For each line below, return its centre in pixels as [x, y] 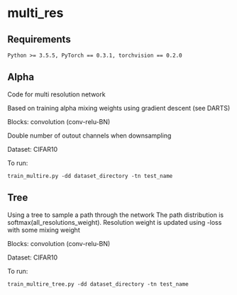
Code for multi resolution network [56, 94]
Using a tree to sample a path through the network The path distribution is [116, 215]
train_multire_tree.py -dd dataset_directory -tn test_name [98, 284]
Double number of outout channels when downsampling [89, 135]
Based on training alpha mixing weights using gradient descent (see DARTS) [119, 108]
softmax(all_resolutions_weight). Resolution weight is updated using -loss [115, 222]
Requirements [39, 39]
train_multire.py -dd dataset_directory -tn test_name [90, 176]
